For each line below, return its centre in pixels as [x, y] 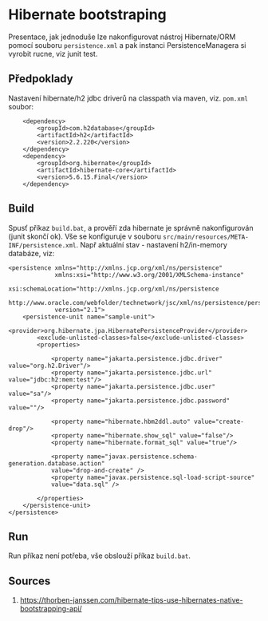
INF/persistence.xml [43, 245]
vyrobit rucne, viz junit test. [53, 53]
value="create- [219, 421]
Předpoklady [41, 79]
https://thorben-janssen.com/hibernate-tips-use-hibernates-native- [131, 600]
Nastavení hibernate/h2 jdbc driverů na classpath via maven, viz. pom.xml [128, 98]
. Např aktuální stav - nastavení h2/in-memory [152, 244]
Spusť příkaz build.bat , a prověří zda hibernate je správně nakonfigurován [131, 227]
